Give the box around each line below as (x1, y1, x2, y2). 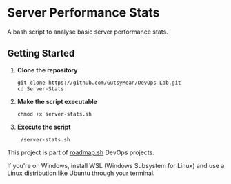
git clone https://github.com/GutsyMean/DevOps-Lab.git (17, 79, 181, 86)
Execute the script (17, 123, 71, 131)
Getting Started (7, 48, 75, 59)
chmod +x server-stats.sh (17, 110, 92, 118)
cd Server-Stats (17, 85, 64, 92)
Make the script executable (17, 97, 98, 105)
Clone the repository (17, 65, 78, 74)
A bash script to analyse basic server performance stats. (7, 28, 169, 36)
